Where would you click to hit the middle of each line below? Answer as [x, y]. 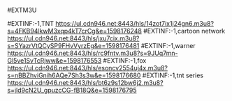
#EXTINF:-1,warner [168, 46]
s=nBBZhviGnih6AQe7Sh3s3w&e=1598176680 [74, 75]
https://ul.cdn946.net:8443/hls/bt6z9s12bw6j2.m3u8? [85, 83]
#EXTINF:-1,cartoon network [184, 31]
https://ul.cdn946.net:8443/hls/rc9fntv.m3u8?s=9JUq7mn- [93, 53]
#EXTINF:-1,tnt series [173, 75]
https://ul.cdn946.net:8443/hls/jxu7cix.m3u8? [73, 38]
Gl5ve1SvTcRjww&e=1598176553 [55, 61]
